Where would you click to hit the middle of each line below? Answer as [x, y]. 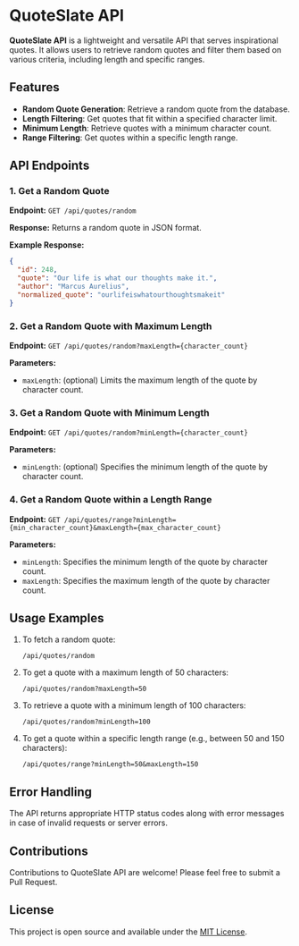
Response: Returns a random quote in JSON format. [106, 228]
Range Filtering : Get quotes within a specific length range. [130, 137]
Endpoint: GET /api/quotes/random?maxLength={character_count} [129, 345]
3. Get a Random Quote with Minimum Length [109, 412]
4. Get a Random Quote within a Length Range [111, 500]
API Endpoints [50, 166]
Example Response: [47, 245]
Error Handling [50, 792]
